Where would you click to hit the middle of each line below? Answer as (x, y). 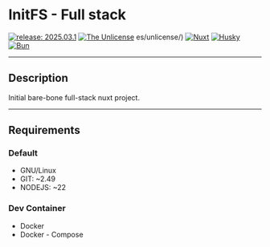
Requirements (44, 130)
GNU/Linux (38, 171)
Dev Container (37, 209)
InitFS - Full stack (67, 15)
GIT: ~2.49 (38, 179)
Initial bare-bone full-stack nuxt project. (74, 97)
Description (38, 78)
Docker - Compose (51, 234)
